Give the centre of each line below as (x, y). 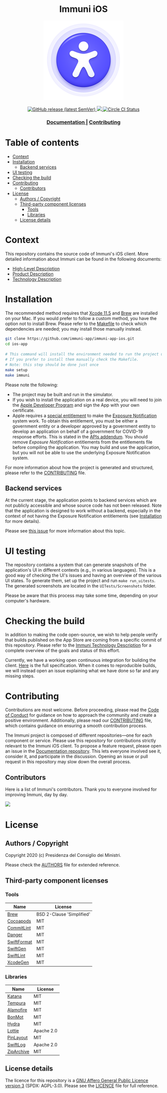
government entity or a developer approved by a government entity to (84, 426)
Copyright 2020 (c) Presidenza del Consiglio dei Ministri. (63, 855)
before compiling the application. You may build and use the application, (86, 447)
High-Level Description (36, 268)
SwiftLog (16, 1044)
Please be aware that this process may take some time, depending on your (82, 595)
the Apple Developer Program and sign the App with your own (76, 405)
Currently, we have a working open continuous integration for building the (81, 660)
